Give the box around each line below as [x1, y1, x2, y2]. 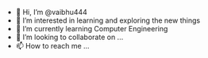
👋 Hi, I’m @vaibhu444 [15, 8, 87, 16]
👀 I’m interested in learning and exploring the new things [15, 16, 201, 25]
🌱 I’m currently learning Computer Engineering [15, 24, 168, 33]
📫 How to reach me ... [15, 42, 90, 50]
